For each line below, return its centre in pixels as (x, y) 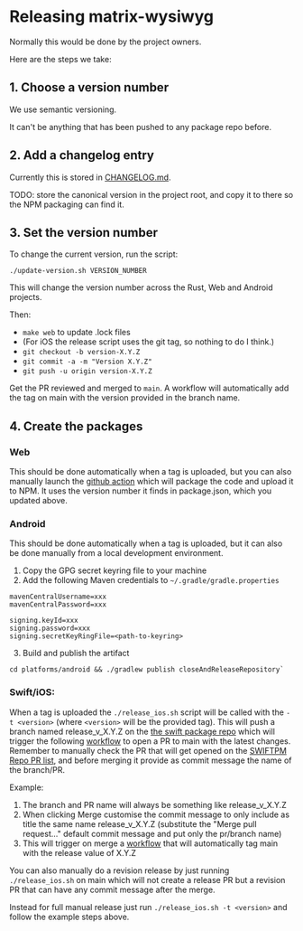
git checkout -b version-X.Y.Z (81, 353)
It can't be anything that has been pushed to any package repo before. (141, 127)
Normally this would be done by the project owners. (106, 42)
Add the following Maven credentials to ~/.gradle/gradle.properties (151, 580)
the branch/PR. (37, 769)
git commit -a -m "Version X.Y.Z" (87, 362)
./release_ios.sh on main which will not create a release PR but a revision (147, 879)
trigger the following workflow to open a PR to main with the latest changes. (150, 741)
